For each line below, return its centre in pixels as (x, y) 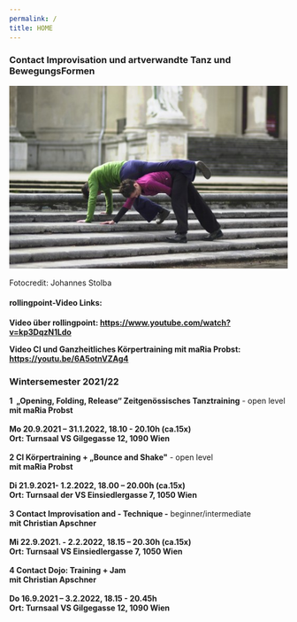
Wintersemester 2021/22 (64, 381)
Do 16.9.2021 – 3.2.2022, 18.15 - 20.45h (83, 599)
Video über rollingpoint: (54, 323)
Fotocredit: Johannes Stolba (61, 283)
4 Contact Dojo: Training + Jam (68, 571)
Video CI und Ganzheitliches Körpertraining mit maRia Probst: (125, 349)
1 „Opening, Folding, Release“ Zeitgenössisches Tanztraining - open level (147, 401)
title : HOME (31, 28)
